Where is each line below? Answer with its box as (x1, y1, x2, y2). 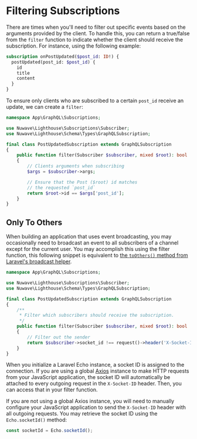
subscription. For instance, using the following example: (6, 42, 141, 49)
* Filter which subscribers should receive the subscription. (19, 313, 175, 319)
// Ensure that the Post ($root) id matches (27, 179, 138, 185)
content (16, 75, 35, 82)
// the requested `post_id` (27, 185, 96, 190)
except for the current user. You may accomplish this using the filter (6, 246, 170, 253)
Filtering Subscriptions (6, 4, 120, 18)
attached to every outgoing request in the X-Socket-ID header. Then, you (6, 380, 182, 387)
